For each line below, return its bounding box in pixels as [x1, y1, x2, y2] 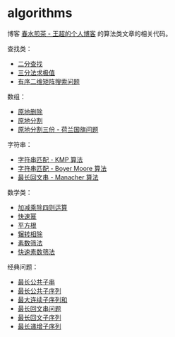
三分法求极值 [17, 68, 55, 77]
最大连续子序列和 [17, 295, 68, 304]
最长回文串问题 [17, 304, 61, 313]
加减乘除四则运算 [17, 203, 68, 211]
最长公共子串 [17, 277, 55, 286]
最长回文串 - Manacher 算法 [17, 172, 99, 182]
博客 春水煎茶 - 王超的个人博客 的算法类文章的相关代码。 [7, 29, 172, 38]
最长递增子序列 [17, 321, 61, 331]
